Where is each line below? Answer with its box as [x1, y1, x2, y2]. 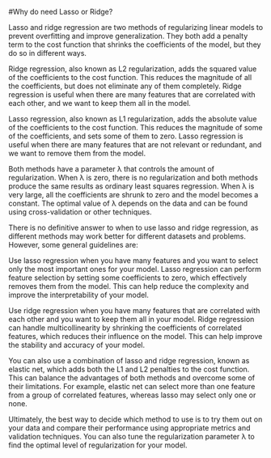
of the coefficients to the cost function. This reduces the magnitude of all [8, 73, 252, 82]
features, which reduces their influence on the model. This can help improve [8, 332, 263, 341]
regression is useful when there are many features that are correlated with [8, 90, 256, 100]
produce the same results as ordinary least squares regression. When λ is [8, 181, 255, 191]
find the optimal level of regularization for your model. [8, 440, 188, 450]
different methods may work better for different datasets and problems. [8, 231, 247, 241]
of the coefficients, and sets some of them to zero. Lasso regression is [8, 131, 244, 141]
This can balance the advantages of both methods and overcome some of [8, 373, 256, 383]
